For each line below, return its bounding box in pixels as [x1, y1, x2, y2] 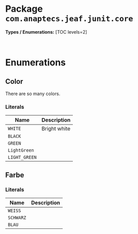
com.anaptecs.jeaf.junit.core [5, 14, 133, 24]
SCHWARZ [8, 215, 26, 220]
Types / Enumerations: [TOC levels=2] [5, 29, 88, 35]
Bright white [41, 125, 71, 132]
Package [5, 3, 43, 15]
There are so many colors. [5, 90, 61, 97]
